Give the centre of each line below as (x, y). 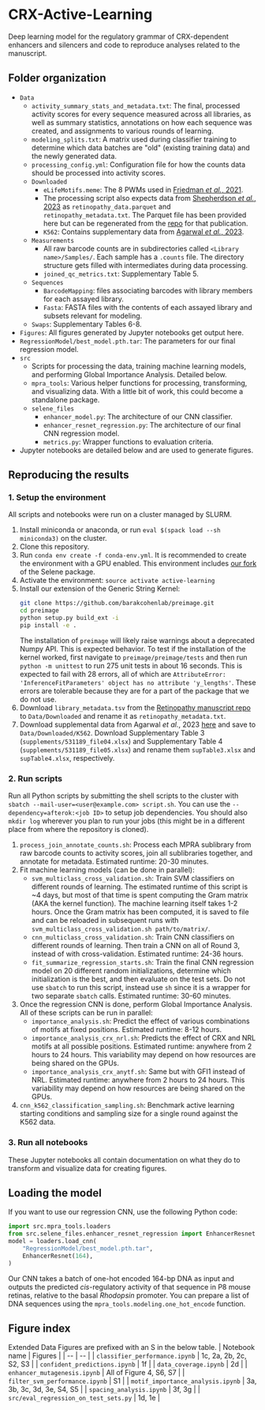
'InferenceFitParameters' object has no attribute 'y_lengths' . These (138, 682)
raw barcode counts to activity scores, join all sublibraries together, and (136, 853)
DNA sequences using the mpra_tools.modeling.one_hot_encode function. (127, 1303)
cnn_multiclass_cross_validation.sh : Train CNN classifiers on (133, 937)
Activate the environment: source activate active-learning (117, 580)
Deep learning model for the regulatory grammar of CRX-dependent (118, 36)
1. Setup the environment (57, 497)
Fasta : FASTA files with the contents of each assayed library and (147, 307)
